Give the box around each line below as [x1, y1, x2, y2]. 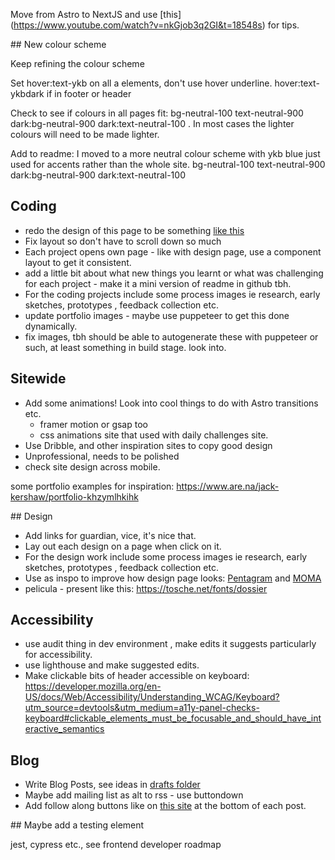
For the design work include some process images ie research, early [24, 550, 308, 563]
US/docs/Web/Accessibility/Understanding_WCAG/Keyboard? [24, 691, 280, 703]
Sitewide [10, 370, 67, 388]
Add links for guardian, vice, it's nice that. [24, 529, 197, 541]
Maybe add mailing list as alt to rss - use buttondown [24, 789, 244, 801]
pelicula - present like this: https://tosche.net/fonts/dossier [24, 582, 268, 594]
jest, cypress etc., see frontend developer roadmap [10, 839, 222, 851]
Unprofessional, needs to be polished [24, 450, 180, 462]
